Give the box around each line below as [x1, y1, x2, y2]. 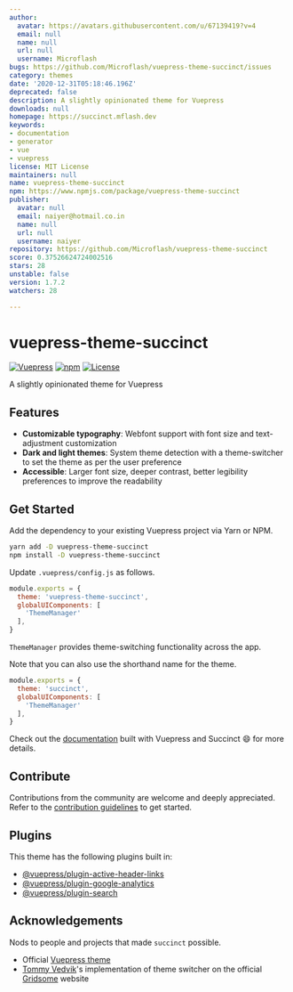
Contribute [9, 768, 71, 784]
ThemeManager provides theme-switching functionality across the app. [9, 642, 262, 653]
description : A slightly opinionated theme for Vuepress [9, 95, 225, 105]
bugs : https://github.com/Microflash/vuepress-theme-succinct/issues [9, 63, 273, 72]
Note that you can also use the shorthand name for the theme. [9, 659, 237, 670]
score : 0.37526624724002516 [9, 253, 114, 263]
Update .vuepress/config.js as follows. [9, 566, 155, 577]
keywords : [9, 121, 46, 130]
